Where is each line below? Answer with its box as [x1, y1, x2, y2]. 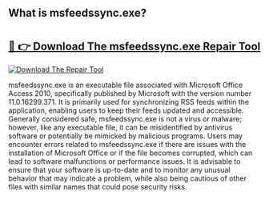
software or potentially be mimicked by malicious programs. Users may [8, 131, 243, 141]
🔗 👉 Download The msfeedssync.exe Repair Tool [8, 39, 261, 53]
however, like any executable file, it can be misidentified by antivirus [8, 123, 233, 132]
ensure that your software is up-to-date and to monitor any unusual [8, 165, 231, 174]
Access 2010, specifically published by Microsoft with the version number [8, 89, 252, 98]
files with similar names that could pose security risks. [8, 182, 187, 191]
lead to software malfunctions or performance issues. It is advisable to [8, 157, 241, 166]
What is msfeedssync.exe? [8, 6, 147, 20]
